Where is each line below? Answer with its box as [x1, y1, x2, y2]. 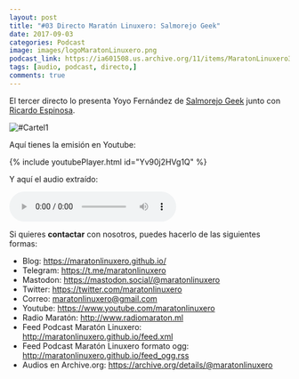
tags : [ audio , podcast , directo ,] [9, 63, 138, 72]
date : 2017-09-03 [9, 29, 74, 38]
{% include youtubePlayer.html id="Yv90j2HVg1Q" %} [9, 157, 207, 167]
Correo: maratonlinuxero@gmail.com [21, 293, 158, 303]
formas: [9, 238, 38, 249]
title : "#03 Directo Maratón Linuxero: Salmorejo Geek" [9, 21, 221, 30]
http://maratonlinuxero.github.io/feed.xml [21, 331, 174, 342]
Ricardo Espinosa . [9, 104, 76, 116]
